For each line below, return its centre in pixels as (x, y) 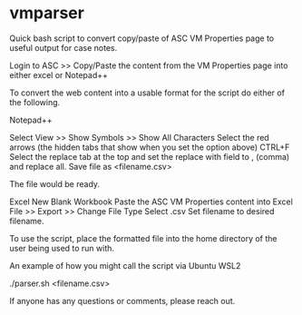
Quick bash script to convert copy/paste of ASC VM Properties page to (142, 38)
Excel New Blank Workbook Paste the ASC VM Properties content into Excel (151, 202)
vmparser (47, 13)
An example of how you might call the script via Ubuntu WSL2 (125, 265)
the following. (35, 102)
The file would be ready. (55, 183)
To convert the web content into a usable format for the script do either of (147, 93)
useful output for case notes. (63, 47)
